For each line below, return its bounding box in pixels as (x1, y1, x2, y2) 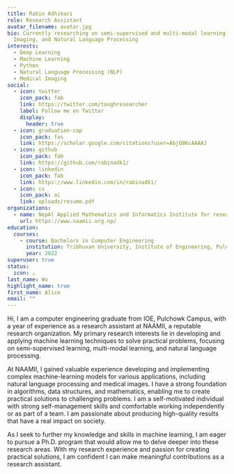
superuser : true (7, 257, 54, 263)
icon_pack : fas (19, 133, 64, 140)
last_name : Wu (7, 276, 49, 283)
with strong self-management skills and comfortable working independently (7, 402, 225, 411)
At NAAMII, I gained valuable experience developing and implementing (7, 365, 210, 374)
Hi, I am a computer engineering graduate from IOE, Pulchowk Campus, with (7, 314, 226, 323)
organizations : (7, 205, 52, 212)
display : (19, 114, 45, 121)
